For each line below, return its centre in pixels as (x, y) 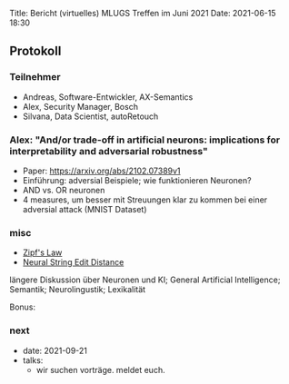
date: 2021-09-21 (55, 350)
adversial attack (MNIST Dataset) (85, 209)
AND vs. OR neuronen (64, 190)
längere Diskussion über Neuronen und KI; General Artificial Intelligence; (145, 280)
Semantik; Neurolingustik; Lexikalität (78, 290)
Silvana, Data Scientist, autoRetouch (90, 116)
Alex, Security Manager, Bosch (80, 106)
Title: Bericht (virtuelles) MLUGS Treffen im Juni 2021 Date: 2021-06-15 (143, 13)
